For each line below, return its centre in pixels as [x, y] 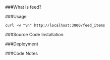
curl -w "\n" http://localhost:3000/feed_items [55, 25]
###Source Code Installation [34, 34]
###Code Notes [22, 53]
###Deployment [22, 44]
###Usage [16, 16]
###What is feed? [23, 7]
